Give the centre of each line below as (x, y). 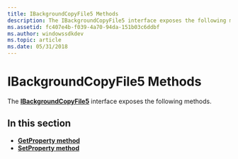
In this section (39, 123)
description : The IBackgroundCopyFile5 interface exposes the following (117, 20)
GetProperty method (49, 140)
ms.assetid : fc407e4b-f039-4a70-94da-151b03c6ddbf (84, 27)
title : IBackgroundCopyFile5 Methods (63, 14)
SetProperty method (49, 148)
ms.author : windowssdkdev (45, 34)
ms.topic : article (34, 40)
